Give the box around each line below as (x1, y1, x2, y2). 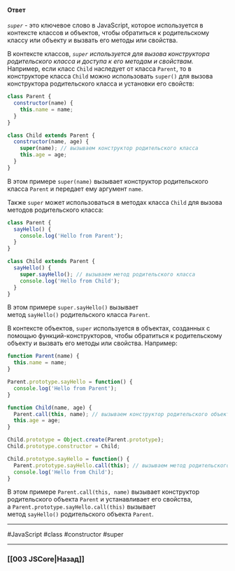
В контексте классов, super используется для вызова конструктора (7, 50, 210, 58)
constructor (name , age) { (13, 138, 90, 145)
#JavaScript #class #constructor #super (7, 530, 124, 539)
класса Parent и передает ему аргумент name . (7, 184, 143, 193)
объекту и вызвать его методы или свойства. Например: (7, 339, 178, 347)
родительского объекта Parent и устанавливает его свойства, (7, 495, 193, 504)
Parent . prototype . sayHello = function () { (7, 379, 133, 386)
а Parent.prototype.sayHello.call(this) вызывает (7, 502, 156, 511)
